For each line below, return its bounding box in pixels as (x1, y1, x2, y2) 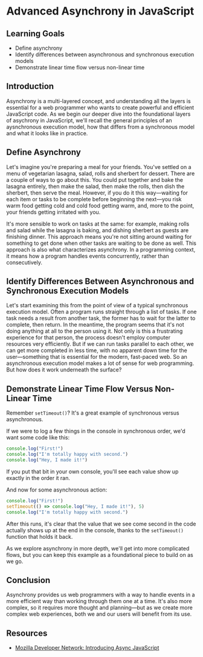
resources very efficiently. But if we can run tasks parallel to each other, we (6, 341, 195, 348)
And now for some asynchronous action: (6, 486, 108, 493)
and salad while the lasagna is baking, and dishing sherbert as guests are (6, 226, 189, 234)
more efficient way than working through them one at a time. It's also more (6, 598, 192, 605)
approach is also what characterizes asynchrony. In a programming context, (6, 245, 196, 253)
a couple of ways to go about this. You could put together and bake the (6, 176, 183, 183)
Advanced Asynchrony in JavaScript (6, 4, 195, 18)
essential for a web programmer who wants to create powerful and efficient (6, 104, 195, 111)
